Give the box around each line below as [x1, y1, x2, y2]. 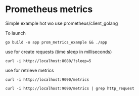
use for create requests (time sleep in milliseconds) [5, 49, 112, 55]
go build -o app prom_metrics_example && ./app [5, 39, 108, 45]
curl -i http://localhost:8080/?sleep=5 [5, 58, 92, 64]
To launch [5, 30, 26, 36]
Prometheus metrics [5, 4, 93, 15]
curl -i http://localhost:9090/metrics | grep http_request [5, 86, 135, 91]
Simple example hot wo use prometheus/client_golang [5, 20, 118, 26]
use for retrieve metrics [5, 67, 54, 73]
